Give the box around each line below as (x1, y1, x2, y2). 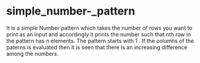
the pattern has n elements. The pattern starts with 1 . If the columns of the (6, 37, 194, 44)
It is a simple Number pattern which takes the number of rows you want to (6, 24, 193, 31)
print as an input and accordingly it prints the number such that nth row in (6, 30, 191, 38)
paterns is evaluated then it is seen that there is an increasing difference (6, 44, 188, 51)
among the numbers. (6, 50, 59, 57)
